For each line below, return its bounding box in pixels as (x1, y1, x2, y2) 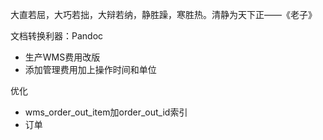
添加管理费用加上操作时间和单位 (24, 64, 157, 75)
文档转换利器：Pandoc (10, 30, 104, 42)
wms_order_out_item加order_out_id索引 (24, 106, 188, 118)
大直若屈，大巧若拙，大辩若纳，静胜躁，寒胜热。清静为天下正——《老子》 (10, 9, 317, 20)
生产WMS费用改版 (24, 51, 101, 63)
